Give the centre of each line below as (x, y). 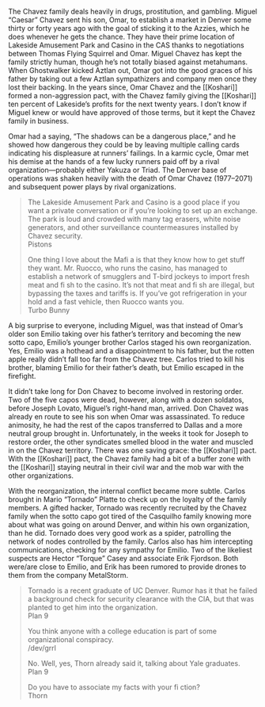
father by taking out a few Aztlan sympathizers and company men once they (132, 79)
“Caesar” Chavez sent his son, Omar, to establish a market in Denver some (130, 20)
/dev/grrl (42, 648)
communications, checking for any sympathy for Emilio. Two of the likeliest (130, 550)
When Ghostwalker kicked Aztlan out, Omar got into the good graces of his (131, 70)
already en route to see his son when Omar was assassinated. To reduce (127, 417)
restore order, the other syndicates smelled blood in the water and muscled (131, 442)
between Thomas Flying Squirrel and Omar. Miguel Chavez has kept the (125, 54)
